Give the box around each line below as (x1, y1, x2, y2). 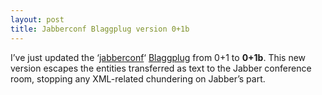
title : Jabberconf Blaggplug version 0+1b (10, 24, 190, 34)
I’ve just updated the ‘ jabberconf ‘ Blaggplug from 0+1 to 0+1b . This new (10, 51, 307, 63)
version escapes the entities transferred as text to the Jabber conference (10, 62, 312, 74)
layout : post (10, 14, 65, 25)
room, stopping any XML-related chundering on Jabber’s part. (10, 72, 266, 85)
